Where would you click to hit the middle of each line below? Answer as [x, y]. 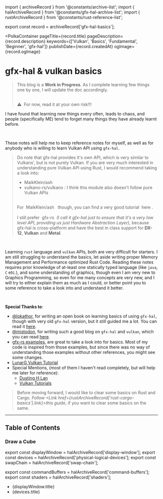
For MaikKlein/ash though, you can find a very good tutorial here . [85, 207]
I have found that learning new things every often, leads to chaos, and [75, 114]
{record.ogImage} [23, 51]
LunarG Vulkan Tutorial [35, 362]
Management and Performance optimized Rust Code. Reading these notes [79, 262]
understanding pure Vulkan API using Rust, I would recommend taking [87, 167]
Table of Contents [33, 428]
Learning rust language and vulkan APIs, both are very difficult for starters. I [81, 251]
